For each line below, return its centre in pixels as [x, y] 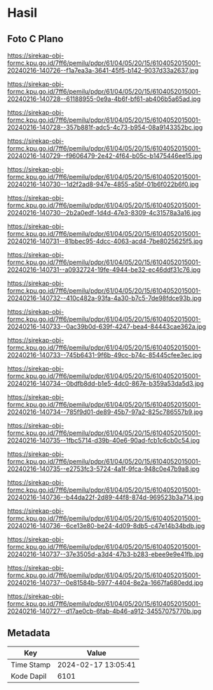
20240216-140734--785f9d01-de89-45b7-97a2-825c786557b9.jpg [105, 412]
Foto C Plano [35, 39]
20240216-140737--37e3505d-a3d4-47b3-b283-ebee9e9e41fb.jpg [105, 554]
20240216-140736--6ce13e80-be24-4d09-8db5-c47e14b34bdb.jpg [106, 526]
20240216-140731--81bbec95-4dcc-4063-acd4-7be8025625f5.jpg [105, 241]
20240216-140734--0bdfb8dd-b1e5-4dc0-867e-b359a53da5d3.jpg [106, 384]
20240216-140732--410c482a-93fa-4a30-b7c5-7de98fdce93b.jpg [104, 298]
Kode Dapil [29, 676]
